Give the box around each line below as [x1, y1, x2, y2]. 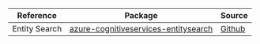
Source [220, 10, 249, 20]
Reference [17, 10, 58, 20]
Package [124, 10, 158, 20]
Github [220, 24, 246, 34]
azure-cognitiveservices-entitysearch [70, 24, 213, 34]
